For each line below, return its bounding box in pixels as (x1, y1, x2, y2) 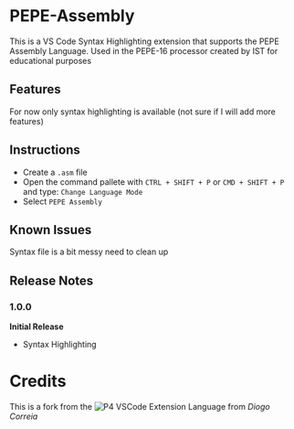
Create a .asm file (22, 166, 89, 177)
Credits (9, 371, 67, 391)
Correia (9, 411, 38, 422)
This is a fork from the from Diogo (9, 402, 271, 412)
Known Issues (9, 221, 92, 238)
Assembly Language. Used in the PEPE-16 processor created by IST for (9, 45, 278, 56)
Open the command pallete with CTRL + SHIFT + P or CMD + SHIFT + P (22, 176, 285, 188)
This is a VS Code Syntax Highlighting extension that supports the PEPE (9, 36, 280, 47)
